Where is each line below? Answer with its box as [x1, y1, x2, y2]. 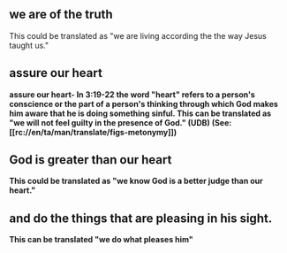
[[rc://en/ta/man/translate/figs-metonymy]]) [9, 126, 177, 137]
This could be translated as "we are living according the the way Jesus [9, 30, 267, 41]
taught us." [9, 40, 49, 50]
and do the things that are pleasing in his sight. [9, 211, 273, 226]
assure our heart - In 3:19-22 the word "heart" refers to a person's [9, 88, 256, 100]
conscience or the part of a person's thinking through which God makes [9, 98, 278, 109]
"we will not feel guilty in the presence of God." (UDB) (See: [9, 117, 232, 127]
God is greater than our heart [9, 152, 172, 167]
